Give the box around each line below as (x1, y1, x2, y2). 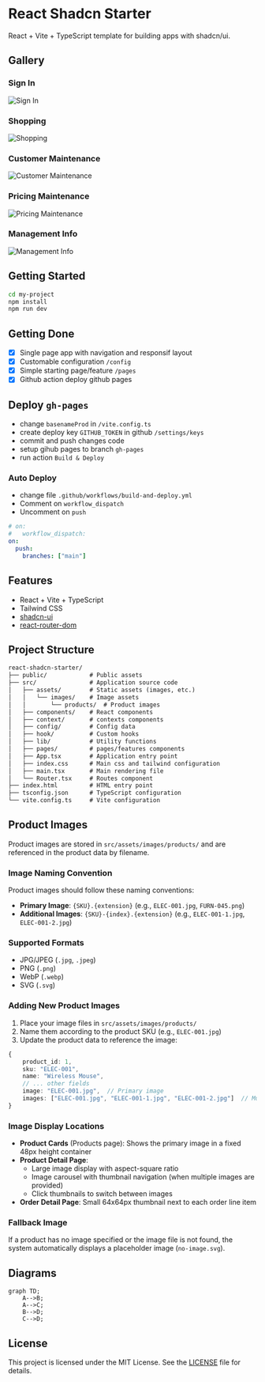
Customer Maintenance (8, 153, 101, 164)
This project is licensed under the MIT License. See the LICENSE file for (8, 1357, 241, 1367)
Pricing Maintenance (8, 191, 90, 202)
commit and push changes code (19, 436, 125, 445)
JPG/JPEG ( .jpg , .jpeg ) (19, 955, 96, 965)
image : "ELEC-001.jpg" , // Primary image (22, 1087, 164, 1096)
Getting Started (8, 270, 86, 283)
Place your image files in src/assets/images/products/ (19, 1018, 197, 1028)
